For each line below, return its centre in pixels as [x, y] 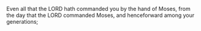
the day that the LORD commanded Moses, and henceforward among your [100, 15]
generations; [22, 22]
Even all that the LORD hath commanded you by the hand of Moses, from [99, 9]
